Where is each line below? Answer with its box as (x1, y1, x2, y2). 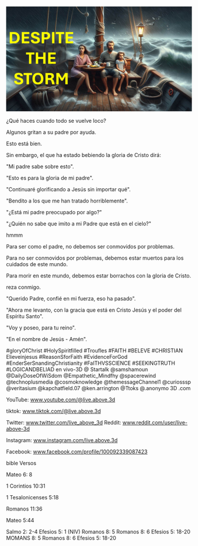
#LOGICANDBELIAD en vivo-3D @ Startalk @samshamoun (6, 365, 148, 372)
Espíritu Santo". (6, 312, 44, 319)
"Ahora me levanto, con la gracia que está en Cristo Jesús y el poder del (6, 306, 181, 313)
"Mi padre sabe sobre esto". (6, 163, 74, 170)
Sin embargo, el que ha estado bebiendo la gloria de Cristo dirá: (6, 151, 161, 158)
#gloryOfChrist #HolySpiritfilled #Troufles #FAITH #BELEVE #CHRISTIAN (6, 346, 183, 354)
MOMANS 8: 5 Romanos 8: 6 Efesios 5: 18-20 (6, 534, 117, 541)
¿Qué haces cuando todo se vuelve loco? (6, 117, 107, 124)
